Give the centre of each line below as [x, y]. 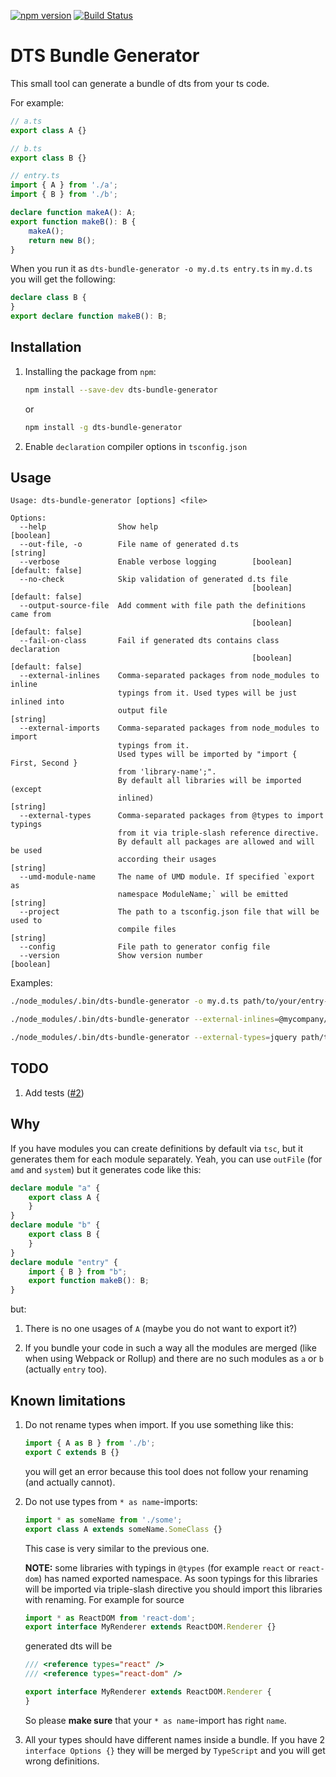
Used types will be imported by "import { [207, 755]
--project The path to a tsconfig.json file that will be [169, 912]
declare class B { [48, 298]
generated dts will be [68, 1646]
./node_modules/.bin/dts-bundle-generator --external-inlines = [145, 1020]
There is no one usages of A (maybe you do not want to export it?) [161, 1329]
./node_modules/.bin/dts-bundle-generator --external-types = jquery [154, 1038]
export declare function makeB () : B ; [89, 316]
